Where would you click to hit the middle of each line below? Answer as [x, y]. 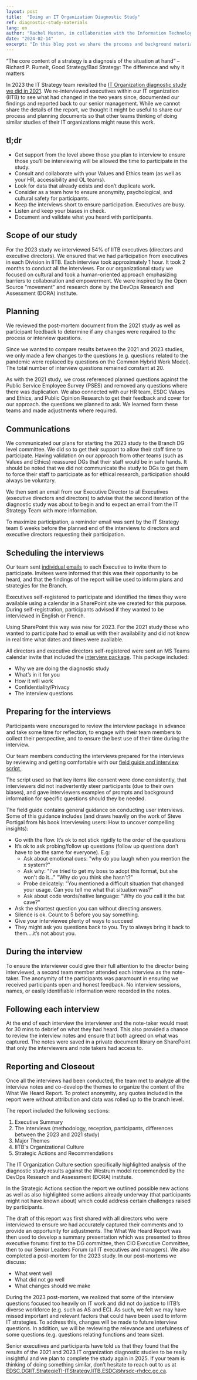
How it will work [34, 681]
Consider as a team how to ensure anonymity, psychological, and [94, 192]
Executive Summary [39, 1122]
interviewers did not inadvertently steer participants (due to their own [90, 786]
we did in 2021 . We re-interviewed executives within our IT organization [92, 91]
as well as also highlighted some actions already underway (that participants [98, 1195]
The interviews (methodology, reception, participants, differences [94, 1129]
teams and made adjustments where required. [62, 410]
